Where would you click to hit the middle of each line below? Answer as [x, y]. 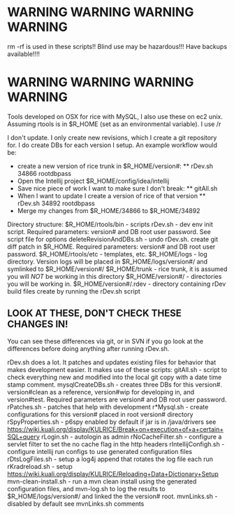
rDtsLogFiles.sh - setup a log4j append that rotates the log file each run [110, 459]
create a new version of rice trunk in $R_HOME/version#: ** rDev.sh [115, 166]
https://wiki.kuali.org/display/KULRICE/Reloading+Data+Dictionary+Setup [113, 474]
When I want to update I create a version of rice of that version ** [111, 195]
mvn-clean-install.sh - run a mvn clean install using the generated [102, 481]
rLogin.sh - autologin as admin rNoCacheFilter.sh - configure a [131, 437]
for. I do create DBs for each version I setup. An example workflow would [112, 145]
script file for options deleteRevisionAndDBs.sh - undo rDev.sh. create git [113, 239]
